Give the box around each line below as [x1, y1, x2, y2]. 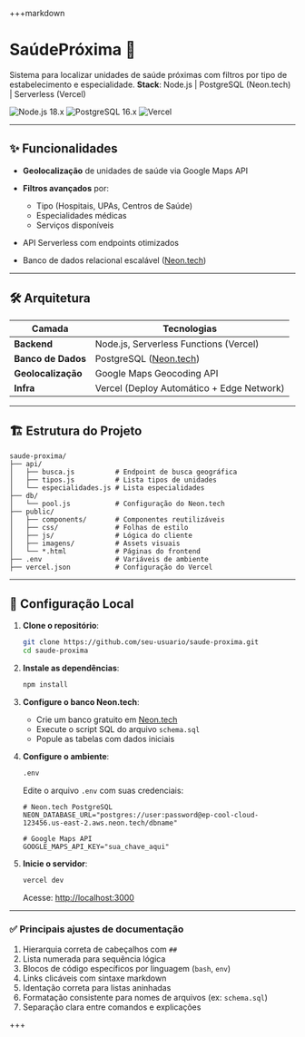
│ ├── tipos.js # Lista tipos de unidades [9, 475, 218, 484]
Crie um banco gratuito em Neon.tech [35, 714, 178, 725]
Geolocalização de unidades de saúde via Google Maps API [22, 165, 248, 176]
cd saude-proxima [22, 646, 89, 656]
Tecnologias [162, 322, 218, 335]
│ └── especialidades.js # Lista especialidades [9, 484, 205, 493]
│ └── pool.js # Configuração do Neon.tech [9, 499, 225, 509]
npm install [22, 680, 68, 689]
